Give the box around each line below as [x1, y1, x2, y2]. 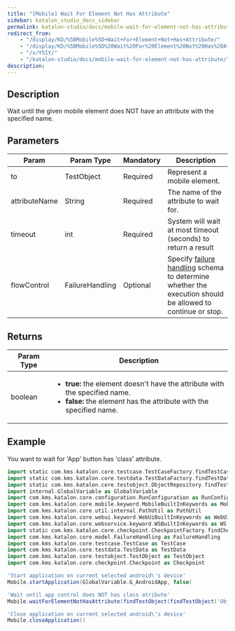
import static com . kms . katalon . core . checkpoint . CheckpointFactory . [7, 527, 208, 534]
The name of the [167, 187, 222, 197]
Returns [7, 330, 43, 342]
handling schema [167, 263, 224, 273]
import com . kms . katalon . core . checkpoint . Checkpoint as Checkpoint [7, 559, 205, 566]
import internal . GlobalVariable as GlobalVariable [7, 488, 158, 495]
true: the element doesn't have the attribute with [65, 379, 225, 389]
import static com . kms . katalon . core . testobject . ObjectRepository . [7, 481, 205, 488]
